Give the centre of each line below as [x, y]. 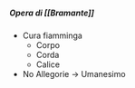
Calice [48, 64]
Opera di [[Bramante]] [52, 13]
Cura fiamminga [53, 35]
